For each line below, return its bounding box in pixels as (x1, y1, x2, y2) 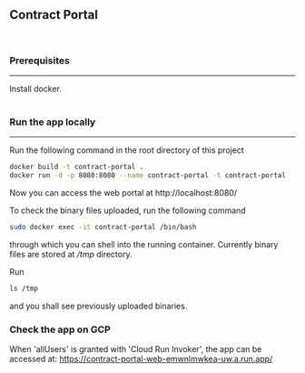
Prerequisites (9, 54, 70, 66)
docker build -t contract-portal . (9, 163, 144, 172)
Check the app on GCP (9, 323, 111, 336)
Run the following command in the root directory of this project (9, 145, 245, 156)
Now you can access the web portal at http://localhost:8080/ (9, 187, 238, 198)
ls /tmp (9, 284, 39, 294)
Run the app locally (9, 116, 96, 128)
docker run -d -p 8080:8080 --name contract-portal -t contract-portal (9, 171, 286, 180)
